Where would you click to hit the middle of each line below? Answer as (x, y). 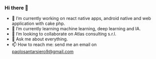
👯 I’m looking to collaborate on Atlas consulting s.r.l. (64, 34)
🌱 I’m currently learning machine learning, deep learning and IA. (76, 29)
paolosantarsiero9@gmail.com (43, 52)
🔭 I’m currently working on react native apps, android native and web (81, 19)
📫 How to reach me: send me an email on (54, 45)
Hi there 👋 (17, 8)
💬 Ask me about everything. (40, 39)
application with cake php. (38, 23)
